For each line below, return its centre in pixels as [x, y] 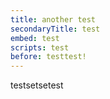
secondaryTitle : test [55, 29]
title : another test [53, 19]
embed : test [35, 38]
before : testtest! [48, 57]
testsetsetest [37, 85]
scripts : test [40, 47]
